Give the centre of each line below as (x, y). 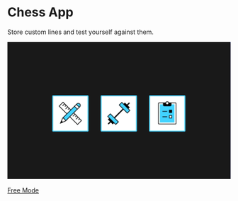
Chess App (41, 12)
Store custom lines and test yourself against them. (81, 32)
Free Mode (23, 190)
